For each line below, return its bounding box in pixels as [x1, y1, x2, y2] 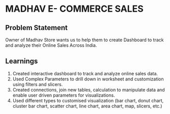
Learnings [5, 57, 38, 66]
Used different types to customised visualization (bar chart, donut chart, [12, 97, 164, 103]
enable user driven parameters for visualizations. [12, 92, 115, 98]
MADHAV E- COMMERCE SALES [5, 3, 144, 15]
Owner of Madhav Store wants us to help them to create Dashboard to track [5, 37, 164, 43]
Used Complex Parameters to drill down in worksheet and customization [12, 76, 164, 82]
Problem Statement [5, 23, 68, 32]
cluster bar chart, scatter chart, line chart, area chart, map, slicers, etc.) [12, 103, 162, 109]
